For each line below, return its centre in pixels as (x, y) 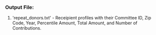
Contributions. (27, 28)
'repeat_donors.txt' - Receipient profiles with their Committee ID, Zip (82, 18)
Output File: (19, 7)
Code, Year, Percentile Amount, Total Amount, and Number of (75, 23)
